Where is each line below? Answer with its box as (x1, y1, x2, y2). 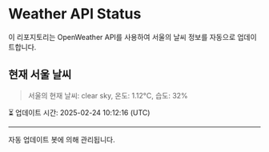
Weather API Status (8, 5, 142, 23)
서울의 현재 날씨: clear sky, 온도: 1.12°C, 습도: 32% (27, 90, 188, 100)
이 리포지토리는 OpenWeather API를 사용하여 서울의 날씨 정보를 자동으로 (8, 32, 236, 42)
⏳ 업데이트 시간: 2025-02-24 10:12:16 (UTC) (8, 107, 151, 117)
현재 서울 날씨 (8, 68, 72, 82)
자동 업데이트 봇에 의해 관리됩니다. (8, 134, 115, 144)
